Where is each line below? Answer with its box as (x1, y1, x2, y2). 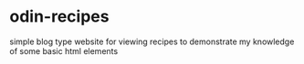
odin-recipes (9, 6, 110, 27)
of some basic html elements (9, 45, 119, 56)
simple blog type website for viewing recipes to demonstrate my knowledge (9, 36, 295, 47)
